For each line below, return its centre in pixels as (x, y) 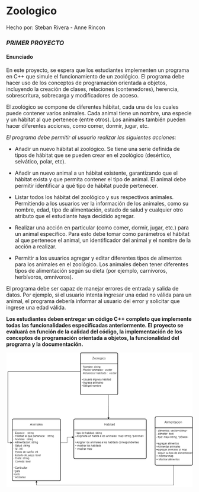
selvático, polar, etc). (40, 162)
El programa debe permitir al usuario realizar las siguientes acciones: (91, 137)
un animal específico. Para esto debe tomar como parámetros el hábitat (102, 234)
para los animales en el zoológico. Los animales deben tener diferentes (101, 264)
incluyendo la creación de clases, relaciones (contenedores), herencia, (92, 89)
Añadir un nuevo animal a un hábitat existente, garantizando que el (96, 173)
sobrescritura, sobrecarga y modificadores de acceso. (73, 96)
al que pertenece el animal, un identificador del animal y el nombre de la (103, 240)
